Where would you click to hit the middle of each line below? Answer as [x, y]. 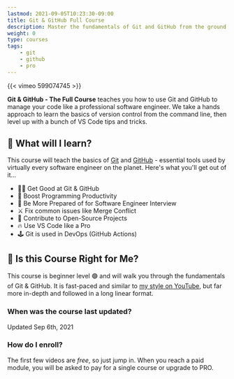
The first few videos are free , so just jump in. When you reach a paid [106, 360]
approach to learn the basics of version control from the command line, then [117, 114]
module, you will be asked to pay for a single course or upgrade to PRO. [111, 367]
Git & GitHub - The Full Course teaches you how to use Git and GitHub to [112, 99]
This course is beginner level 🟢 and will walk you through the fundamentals [116, 276]
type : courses [28, 40]
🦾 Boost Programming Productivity [67, 196]
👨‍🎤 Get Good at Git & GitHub [58, 189]
